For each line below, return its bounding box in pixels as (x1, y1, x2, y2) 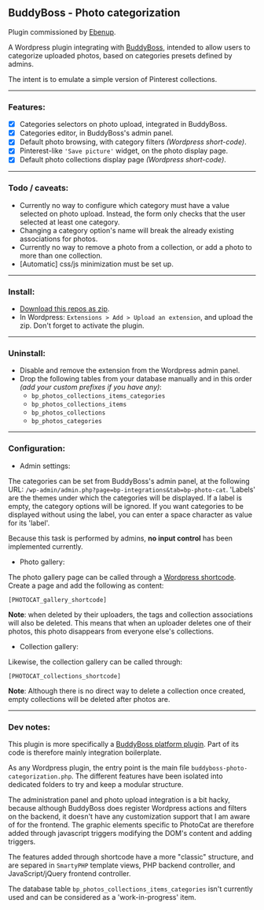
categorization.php (8, 772, 72, 781)
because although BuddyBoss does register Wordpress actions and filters (8, 803, 247, 812)
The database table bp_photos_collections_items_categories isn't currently (8, 884, 253, 893)
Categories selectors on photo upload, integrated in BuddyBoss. (19, 120, 228, 129)
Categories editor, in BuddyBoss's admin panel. (19, 128, 174, 138)
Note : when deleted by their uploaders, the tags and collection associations (8, 610, 254, 619)
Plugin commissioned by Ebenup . (8, 27, 116, 36)
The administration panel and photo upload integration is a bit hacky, (8, 795, 230, 804)
